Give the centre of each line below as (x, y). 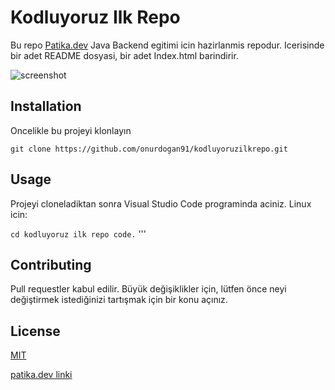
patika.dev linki (41, 375)
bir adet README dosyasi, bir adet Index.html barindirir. (124, 55)
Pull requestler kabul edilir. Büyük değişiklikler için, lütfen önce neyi (148, 289)
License (35, 331)
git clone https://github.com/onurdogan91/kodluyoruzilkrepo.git (149, 149)
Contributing (51, 264)
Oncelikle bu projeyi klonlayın (71, 130)
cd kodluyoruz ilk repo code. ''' (78, 233)
